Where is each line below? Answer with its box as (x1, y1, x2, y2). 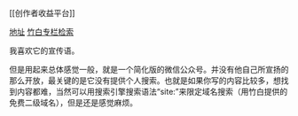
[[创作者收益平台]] (9, 8, 75, 18)
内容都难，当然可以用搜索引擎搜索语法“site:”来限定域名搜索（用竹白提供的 (16, 87, 288, 97)
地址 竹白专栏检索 (9, 27, 74, 37)
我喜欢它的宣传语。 (9, 45, 80, 56)
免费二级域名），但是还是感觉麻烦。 (9, 97, 137, 108)
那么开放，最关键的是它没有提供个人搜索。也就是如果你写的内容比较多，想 (9, 75, 281, 86)
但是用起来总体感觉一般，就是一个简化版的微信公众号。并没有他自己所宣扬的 (9, 65, 289, 74)
